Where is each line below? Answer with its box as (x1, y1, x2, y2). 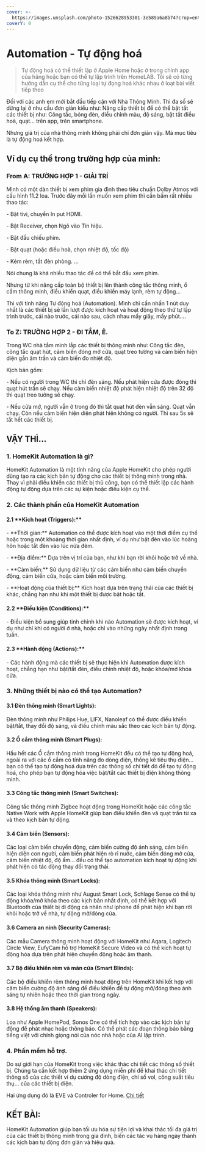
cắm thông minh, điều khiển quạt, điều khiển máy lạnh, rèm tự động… (6, 288, 181, 295)
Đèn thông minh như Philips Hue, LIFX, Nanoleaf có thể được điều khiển (6, 715, 187, 723)
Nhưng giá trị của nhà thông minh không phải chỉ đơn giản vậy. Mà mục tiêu (6, 129, 196, 137)
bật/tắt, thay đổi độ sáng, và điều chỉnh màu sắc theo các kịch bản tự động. (6, 722, 196, 729)
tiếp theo (21, 86, 44, 93)
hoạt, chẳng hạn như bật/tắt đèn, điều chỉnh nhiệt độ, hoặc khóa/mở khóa (6, 665, 192, 672)
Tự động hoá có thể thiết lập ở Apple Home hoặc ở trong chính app (21, 67, 190, 74)
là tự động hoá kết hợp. (6, 135, 65, 143)
